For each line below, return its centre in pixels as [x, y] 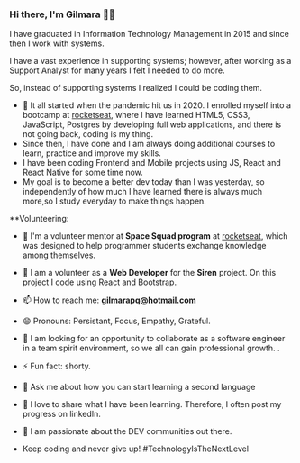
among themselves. [59, 255]
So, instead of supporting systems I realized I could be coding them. [136, 88]
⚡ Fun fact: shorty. [57, 366]
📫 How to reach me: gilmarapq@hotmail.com [109, 300]
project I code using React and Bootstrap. [100, 282]
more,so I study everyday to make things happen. [114, 201]
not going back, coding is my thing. [88, 134]
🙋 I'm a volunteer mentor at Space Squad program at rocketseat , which [155, 236]
